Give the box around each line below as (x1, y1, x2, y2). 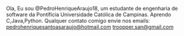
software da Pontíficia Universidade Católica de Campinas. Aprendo (6, 11, 172, 18)
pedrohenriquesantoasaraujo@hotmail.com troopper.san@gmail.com (6, 23, 174, 30)
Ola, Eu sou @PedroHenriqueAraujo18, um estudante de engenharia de (6, 5, 178, 12)
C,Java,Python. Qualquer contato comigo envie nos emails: (6, 17, 150, 24)
